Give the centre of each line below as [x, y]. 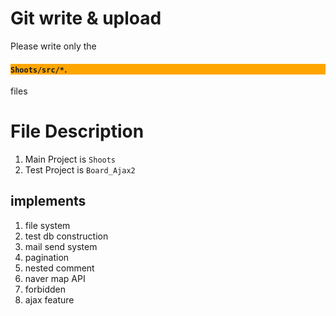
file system [47, 225]
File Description [77, 131]
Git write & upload [86, 18]
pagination [47, 257]
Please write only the [53, 46]
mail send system [61, 246]
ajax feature [49, 299]
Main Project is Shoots [70, 159]
